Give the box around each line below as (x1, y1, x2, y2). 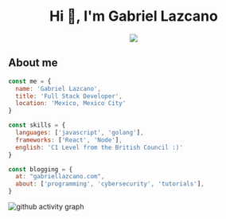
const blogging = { (8, 165, 73, 174)
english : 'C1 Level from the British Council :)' (15, 143, 183, 151)
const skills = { (8, 121, 66, 130)
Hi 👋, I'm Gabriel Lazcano (49, 7, 219, 25)
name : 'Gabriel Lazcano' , (15, 84, 102, 92)
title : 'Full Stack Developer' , (15, 92, 123, 100)
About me (8, 56, 58, 70)
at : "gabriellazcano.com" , (15, 173, 105, 181)
